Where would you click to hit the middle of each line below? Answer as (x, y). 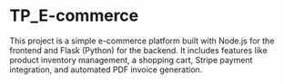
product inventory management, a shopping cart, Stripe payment (131, 60)
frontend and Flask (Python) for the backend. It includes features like (138, 50)
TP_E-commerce (74, 16)
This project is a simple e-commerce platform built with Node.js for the (142, 41)
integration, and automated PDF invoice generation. (106, 70)
